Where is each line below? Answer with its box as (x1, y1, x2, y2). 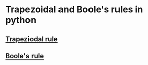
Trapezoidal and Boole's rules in (5, 4, 143, 15)
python (5, 14, 37, 26)
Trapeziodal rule (5, 35, 58, 43)
